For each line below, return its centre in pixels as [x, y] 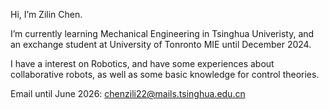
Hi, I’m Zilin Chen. [46, 14]
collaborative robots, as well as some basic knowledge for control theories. [165, 74]
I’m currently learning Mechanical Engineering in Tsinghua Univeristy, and [162, 33]
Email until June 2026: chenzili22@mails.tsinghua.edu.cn [128, 93]
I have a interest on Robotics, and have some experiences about [142, 63]
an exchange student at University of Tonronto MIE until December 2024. [161, 44]
